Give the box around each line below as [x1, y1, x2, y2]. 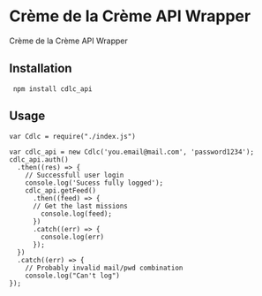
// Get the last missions [32, 201, 128, 210]
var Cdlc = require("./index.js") [9, 132, 137, 140]
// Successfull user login [25, 171, 124, 179]
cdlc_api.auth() [9, 155, 69, 164]
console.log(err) [41, 232, 104, 241]
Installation [9, 61, 72, 76]
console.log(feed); [41, 209, 113, 218]
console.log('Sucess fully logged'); [25, 178, 164, 187]
